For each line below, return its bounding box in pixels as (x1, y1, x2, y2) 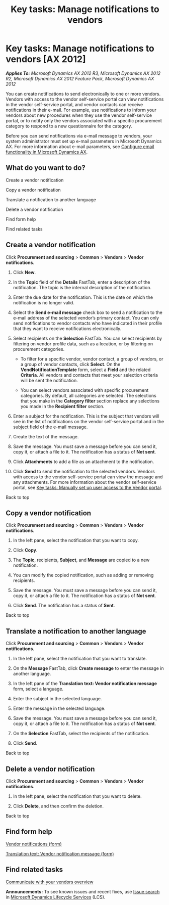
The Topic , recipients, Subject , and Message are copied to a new (13, 557, 150, 563)
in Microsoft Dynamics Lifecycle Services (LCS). (6, 894, 106, 900)
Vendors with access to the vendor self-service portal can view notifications (6, 96, 164, 102)
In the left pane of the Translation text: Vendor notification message (13, 681, 157, 687)
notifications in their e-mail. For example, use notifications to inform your (6, 107, 156, 113)
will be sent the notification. (20, 377, 78, 383)
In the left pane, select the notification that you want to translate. (13, 656, 147, 662)
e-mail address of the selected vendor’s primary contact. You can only (13, 314, 159, 321)
